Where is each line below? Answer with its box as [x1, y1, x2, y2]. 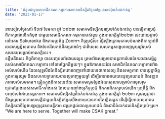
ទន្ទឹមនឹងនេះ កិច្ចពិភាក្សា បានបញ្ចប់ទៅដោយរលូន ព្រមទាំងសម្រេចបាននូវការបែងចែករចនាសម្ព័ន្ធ [5, 55, 157, 61]
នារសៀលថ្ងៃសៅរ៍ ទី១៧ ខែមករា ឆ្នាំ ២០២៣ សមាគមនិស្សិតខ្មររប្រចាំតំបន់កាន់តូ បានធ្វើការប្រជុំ [5, 26, 156, 32]
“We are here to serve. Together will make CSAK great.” [5, 108, 119, 114]
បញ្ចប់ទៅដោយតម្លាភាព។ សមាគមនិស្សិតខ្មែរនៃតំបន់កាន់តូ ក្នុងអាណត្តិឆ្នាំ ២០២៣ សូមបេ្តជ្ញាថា [5, 90, 155, 97]
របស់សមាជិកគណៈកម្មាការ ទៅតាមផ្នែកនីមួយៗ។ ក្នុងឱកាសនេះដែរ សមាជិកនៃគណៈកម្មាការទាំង [5, 61, 158, 67]
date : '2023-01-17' [5, 12, 45, 17]
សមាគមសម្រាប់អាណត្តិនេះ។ [5, 49, 51, 55]
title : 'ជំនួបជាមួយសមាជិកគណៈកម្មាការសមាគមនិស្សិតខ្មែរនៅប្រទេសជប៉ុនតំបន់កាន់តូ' [5, 7, 133, 12]
